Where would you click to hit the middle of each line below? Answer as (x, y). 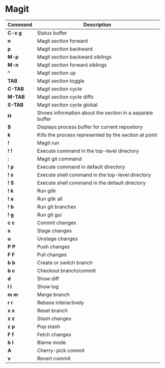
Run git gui (50, 215)
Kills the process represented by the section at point (97, 135)
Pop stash (49, 326)
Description (97, 25)
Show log (48, 286)
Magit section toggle (61, 81)
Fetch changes (54, 334)
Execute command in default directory (81, 167)
